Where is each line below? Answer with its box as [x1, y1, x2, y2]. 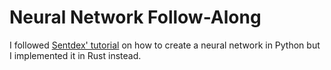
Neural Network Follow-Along [9, 6, 262, 29]
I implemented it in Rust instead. [9, 49, 142, 61]
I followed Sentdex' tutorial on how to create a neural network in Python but [9, 39, 321, 51]
